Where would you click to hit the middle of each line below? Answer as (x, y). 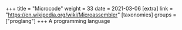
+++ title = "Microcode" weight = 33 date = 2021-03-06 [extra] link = (89, 9)
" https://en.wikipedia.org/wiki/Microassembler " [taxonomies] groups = (91, 15)
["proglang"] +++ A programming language (58, 21)
